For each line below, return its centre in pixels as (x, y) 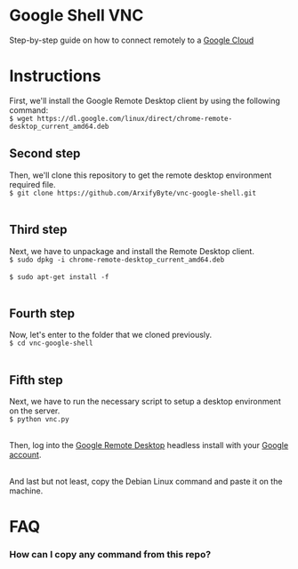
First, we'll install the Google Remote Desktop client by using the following (145, 100)
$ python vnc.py (39, 420)
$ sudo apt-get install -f (59, 276)
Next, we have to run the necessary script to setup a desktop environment (145, 402)
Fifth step (36, 380)
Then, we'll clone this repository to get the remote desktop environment (141, 175)
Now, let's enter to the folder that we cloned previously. (111, 335)
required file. (32, 184)
